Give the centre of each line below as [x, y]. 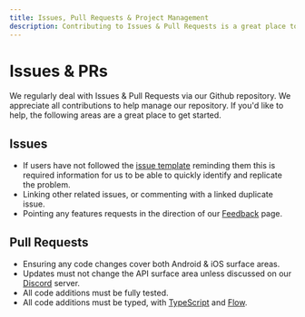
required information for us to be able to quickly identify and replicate [152, 175]
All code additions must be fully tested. [96, 293]
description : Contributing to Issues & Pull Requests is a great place [148, 26]
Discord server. [51, 283]
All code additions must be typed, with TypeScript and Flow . [135, 303]
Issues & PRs [59, 71]
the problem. [46, 185]
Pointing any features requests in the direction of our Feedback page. [152, 214]
